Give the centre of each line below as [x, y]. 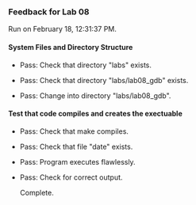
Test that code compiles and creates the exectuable [95, 114]
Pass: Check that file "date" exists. [76, 146]
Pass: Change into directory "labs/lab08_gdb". [95, 95]
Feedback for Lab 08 [49, 12]
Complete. [37, 192]
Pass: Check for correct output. [71, 177]
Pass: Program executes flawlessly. [78, 161]
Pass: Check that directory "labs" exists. [86, 65]
